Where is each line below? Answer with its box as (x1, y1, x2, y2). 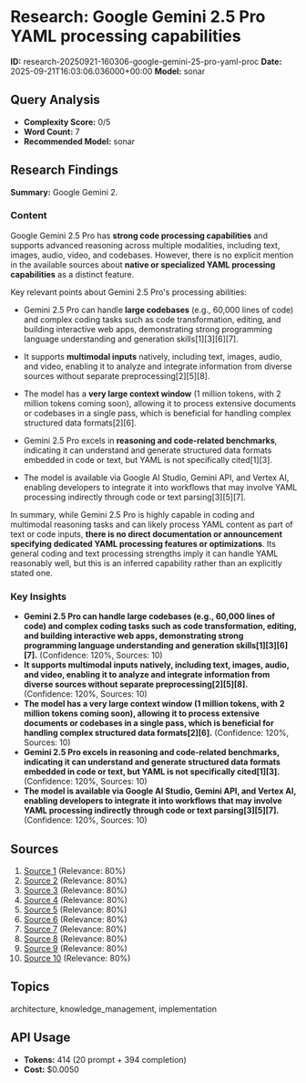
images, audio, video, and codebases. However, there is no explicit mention (10, 249, 294, 260)
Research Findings (10, 163, 119, 178)
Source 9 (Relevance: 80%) (23, 942, 127, 953)
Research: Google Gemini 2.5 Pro (10, 6, 266, 27)
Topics (10, 979, 50, 994)
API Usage (10, 1030, 71, 1046)
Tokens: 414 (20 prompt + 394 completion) (23, 1054, 188, 1065)
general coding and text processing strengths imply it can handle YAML (10, 548, 279, 559)
